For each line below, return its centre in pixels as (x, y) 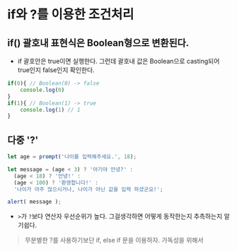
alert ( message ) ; (34, 202)
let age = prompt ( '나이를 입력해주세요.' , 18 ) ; (72, 157)
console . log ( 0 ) (42, 90)
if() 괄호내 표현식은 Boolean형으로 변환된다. (98, 43)
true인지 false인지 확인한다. (56, 70)
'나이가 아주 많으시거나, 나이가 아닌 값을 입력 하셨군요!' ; (88, 189)
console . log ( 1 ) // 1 (50, 110)
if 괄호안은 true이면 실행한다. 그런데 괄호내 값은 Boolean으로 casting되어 (118, 61)
